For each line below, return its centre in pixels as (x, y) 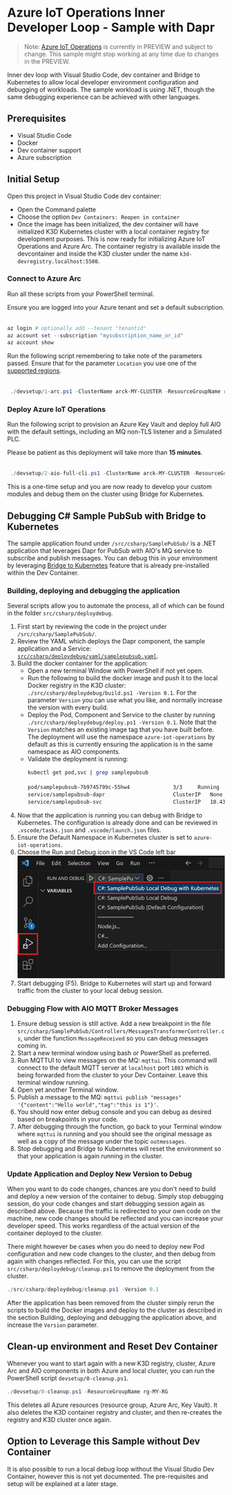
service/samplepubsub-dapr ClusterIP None (125, 795)
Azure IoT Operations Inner (86, 13)
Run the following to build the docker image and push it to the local (123, 678)
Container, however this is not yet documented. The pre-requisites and (108, 1476)
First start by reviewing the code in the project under (92, 627)
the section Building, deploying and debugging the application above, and (112, 1318)
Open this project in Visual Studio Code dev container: (84, 196)
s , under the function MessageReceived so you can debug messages (113, 1038)
